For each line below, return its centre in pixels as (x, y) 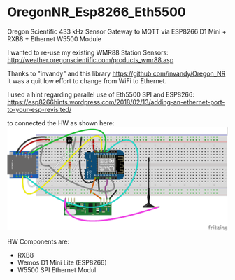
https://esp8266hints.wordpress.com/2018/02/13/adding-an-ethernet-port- (116, 101)
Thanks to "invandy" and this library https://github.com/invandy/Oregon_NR (116, 73)
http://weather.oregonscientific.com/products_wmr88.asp (91, 59)
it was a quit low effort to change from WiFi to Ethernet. (87, 80)
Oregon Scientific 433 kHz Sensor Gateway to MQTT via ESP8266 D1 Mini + (117, 31)
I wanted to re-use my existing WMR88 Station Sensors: (88, 52)
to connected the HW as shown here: (61, 122)
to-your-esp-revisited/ (40, 109)
